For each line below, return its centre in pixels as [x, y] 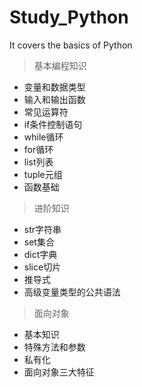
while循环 [43, 137]
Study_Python [69, 17]
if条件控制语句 [53, 124]
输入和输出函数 [54, 99]
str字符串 [42, 229]
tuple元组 [43, 174]
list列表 [38, 162]
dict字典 [40, 254]
